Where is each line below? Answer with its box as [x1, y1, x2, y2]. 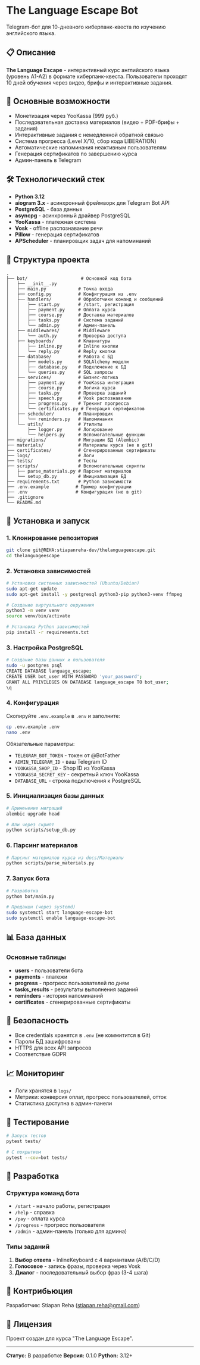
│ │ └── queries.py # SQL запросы [6, 370, 113, 376]
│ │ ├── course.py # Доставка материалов [6, 312, 135, 318]
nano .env [6, 729, 31, 735]
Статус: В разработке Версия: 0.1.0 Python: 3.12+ [6, 1352, 133, 1359]
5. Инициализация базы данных [6, 792, 104, 800]
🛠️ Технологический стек [6, 174, 105, 185]
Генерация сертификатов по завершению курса [14, 150, 137, 157]
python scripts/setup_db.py [6, 827, 76, 833]
